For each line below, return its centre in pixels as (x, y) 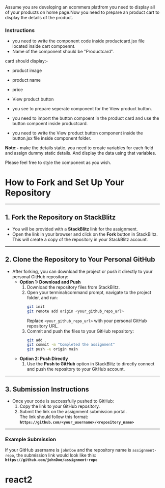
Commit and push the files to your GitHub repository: (80, 331)
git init (36, 307)
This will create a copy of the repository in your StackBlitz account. (80, 240)
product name (26, 80)
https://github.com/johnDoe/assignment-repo (51, 460)
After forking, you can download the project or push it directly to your (82, 271)
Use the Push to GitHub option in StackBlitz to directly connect (91, 364)
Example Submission (31, 439)
